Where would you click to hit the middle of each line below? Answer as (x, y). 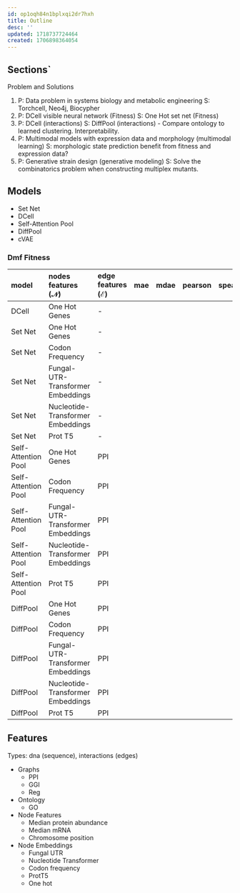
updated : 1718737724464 (43, 34)
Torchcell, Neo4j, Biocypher (59, 108)
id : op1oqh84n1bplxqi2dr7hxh (51, 14)
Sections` (29, 70)
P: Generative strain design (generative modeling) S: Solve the (109, 161)
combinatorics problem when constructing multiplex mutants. (108, 169)
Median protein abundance (68, 822)
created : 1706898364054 (43, 41)
